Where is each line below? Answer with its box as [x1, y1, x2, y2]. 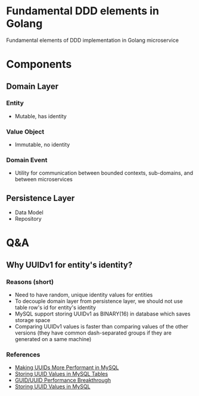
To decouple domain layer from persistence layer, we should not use [14, 298, 183, 305]
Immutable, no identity [14, 141, 70, 148]
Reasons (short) [6, 277, 54, 286]
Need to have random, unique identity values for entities [14, 291, 153, 299]
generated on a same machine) [14, 336, 92, 343]
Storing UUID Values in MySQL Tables [14, 370, 108, 378]
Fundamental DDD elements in [6, 4, 160, 18]
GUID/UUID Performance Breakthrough [14, 377, 111, 384]
